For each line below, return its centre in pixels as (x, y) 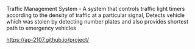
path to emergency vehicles (41, 28)
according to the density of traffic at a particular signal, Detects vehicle (96, 15)
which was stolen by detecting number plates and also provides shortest (97, 21)
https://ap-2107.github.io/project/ (48, 40)
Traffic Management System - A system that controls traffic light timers (96, 9)
